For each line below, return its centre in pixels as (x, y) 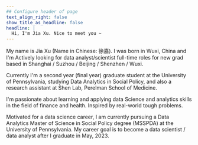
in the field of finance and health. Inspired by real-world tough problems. (95, 106)
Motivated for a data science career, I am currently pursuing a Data (88, 117)
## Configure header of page (42, 11)
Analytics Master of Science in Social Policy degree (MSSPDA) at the (90, 123)
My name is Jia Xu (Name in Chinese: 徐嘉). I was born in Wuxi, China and (96, 51)
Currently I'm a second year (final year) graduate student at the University (96, 75)
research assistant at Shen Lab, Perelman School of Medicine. (82, 88)
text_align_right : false (37, 17)
